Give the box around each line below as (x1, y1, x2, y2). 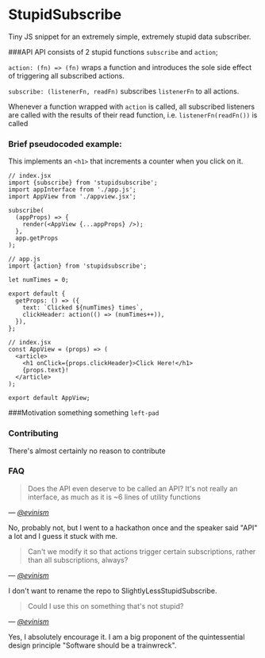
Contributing (8, 428, 59, 439)
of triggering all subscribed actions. (8, 71, 125, 80)
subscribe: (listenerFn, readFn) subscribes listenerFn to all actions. (8, 86, 240, 96)
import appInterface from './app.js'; (8, 186, 136, 194)
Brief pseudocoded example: (8, 138, 123, 149)
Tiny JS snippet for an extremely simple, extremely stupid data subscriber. (8, 32, 252, 41)
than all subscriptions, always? (27, 555, 129, 564)
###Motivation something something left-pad (8, 408, 159, 418)
